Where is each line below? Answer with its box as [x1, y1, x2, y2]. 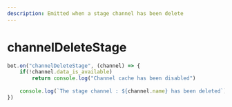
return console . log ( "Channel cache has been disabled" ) [32, 75, 196, 82]
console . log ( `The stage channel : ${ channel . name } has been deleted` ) [19, 88, 227, 95]
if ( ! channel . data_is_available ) [19, 69, 113, 75]
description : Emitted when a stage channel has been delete [7, 10, 184, 17]
